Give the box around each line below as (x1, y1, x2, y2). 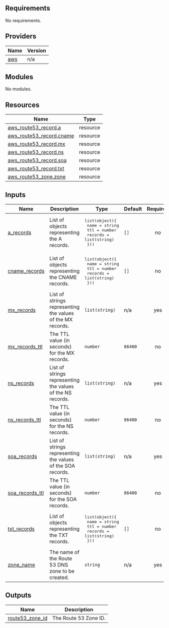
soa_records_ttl (8, 489, 44, 496)
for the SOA (49, 496, 77, 503)
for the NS (49, 423, 74, 430)
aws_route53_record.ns (8, 149, 64, 156)
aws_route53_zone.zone (8, 174, 66, 181)
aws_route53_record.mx (8, 141, 65, 148)
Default (124, 205, 142, 212)
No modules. (5, 86, 32, 92)
